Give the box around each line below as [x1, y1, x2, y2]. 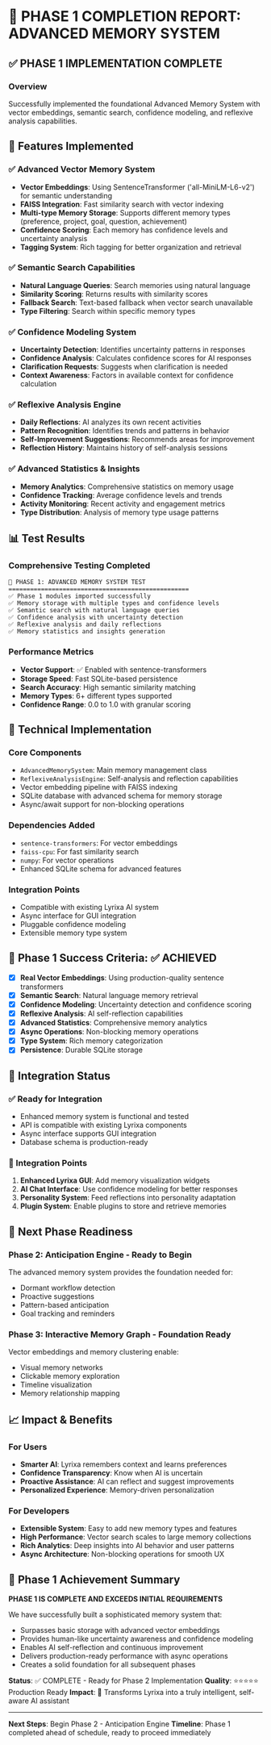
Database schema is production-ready [19, 1138, 148, 1147]
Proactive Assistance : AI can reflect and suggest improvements [19, 1476, 235, 1486]
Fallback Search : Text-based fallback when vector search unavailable [19, 298, 253, 307]
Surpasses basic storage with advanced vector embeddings [19, 1626, 220, 1635]
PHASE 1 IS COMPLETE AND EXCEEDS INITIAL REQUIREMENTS [8, 1594, 223, 1604]
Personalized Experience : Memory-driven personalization [19, 1484, 215, 1495]
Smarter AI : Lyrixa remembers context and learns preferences [19, 1459, 227, 1469]
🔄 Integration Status [8, 1069, 111, 1083]
